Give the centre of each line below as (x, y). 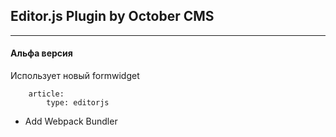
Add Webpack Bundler (71, 121)
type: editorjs (78, 103)
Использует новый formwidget (75, 76)
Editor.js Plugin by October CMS (112, 16)
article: (46, 94)
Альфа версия (41, 53)
